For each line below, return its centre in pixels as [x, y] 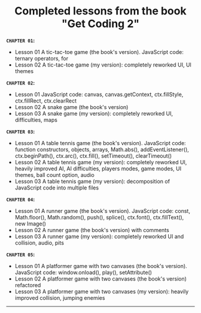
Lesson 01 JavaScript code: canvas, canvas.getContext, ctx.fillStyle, [99, 94]
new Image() [31, 224]
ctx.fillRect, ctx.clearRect [45, 101]
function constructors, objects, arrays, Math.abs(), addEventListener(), [102, 149]
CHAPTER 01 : [21, 40]
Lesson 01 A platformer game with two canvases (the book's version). [101, 266]
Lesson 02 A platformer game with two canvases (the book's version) [101, 279]
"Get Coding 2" [100, 24]
